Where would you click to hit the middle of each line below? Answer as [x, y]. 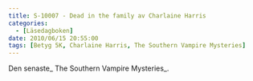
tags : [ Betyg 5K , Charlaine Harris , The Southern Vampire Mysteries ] [127, 46]
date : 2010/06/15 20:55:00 [53, 38]
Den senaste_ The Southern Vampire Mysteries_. [89, 68]
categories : [28, 23]
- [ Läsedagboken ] [45, 30]
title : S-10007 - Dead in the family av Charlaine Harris [107, 16]
